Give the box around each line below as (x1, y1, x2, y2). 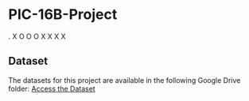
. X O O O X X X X (8, 32, 66, 41)
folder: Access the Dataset (8, 84, 95, 93)
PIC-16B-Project (8, 6, 118, 24)
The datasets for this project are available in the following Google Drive (8, 75, 241, 84)
